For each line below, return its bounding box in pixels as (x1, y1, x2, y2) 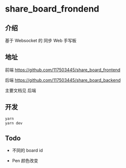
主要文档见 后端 (5, 87, 36, 93)
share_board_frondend (5, 3, 99, 15)
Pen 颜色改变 (12, 158, 39, 164)
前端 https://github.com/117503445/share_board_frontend (5, 67, 121, 73)
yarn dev (5, 121, 23, 125)
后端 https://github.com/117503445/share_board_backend (5, 77, 121, 83)
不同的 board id (12, 148, 43, 153)
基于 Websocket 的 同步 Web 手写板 (5, 38, 77, 43)
